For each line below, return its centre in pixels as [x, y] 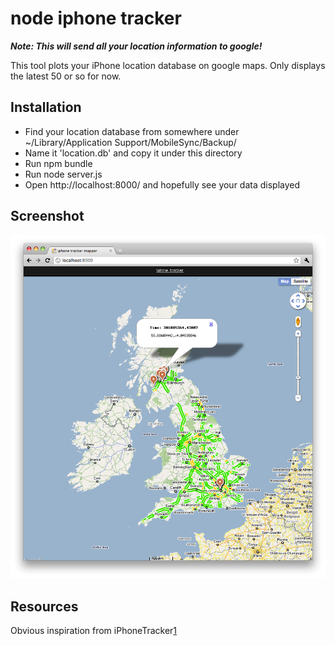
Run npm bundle [58, 163]
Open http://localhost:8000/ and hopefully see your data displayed [162, 184]
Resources [44, 606]
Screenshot [47, 216]
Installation [46, 107]
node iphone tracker [96, 18]
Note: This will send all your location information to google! [136, 46]
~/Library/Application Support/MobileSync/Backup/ [130, 142]
